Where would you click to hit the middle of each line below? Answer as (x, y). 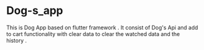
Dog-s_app (35, 11)
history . (17, 40)
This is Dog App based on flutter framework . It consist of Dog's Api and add (102, 27)
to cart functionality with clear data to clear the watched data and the (93, 34)
